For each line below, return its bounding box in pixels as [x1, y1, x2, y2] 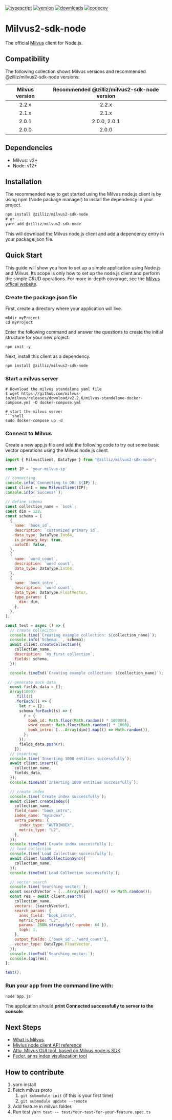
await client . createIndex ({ [10, 799, 70, 804]
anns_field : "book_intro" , [18, 913, 77, 918]
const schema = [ [5, 513, 42, 518]
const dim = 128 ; [5, 509, 42, 514]
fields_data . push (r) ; [18, 742, 66, 747]
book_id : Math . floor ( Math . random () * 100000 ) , [28, 718, 130, 723]
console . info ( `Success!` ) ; [5, 490, 63, 495]
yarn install [12, 1082, 36, 1088]
